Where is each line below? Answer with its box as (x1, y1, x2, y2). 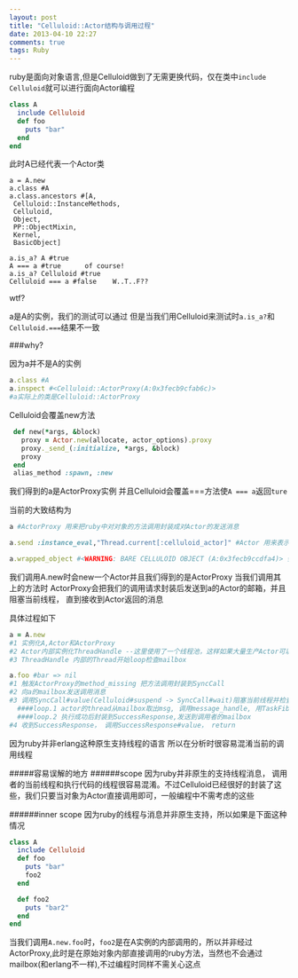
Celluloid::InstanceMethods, (12, 200, 122, 209)
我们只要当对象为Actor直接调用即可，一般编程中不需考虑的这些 (24, 790, 255, 801)
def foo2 (17, 895, 50, 903)
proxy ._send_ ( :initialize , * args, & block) (20, 444, 180, 453)
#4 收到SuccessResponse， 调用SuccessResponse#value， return (9, 721, 236, 730)
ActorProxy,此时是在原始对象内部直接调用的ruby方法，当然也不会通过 (9, 948, 263, 958)
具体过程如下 (9, 612, 56, 623)
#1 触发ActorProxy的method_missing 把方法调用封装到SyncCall (9, 680, 225, 689)
